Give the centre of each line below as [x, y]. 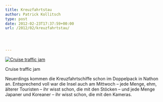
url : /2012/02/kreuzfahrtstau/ [37, 28]
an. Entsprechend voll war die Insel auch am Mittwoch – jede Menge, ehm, [81, 84]
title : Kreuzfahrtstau [28, 10]
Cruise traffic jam [23, 69]
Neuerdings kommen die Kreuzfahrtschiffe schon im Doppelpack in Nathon [82, 79]
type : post [16, 19]
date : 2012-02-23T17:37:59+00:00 [40, 24]
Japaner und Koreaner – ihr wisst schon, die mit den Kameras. [69, 95]
